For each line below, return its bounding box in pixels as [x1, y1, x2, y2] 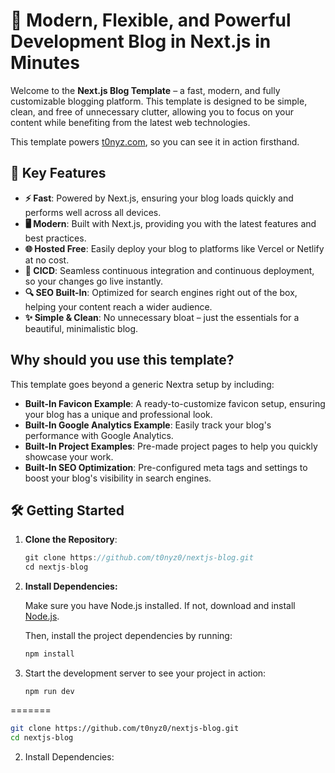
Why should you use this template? [10, 352, 235, 369]
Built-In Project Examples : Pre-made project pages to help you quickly [24, 440, 318, 452]
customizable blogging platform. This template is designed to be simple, [10, 95, 308, 107]
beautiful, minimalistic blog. [24, 322, 139, 334]
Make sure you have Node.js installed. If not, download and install [24, 600, 296, 612]
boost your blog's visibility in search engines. [24, 472, 212, 484]
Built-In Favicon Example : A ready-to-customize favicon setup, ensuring [24, 397, 326, 409]
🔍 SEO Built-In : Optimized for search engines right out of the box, [24, 286, 298, 298]
